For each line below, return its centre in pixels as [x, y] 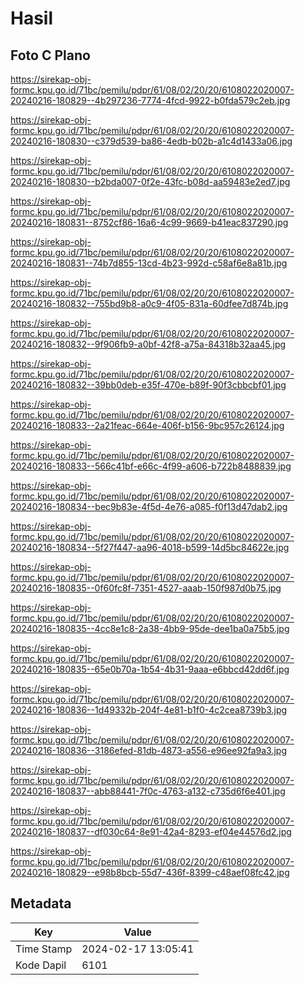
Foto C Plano [50, 55]
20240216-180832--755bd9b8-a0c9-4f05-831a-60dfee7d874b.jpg [149, 303]
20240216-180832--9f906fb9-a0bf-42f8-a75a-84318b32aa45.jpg [148, 344]
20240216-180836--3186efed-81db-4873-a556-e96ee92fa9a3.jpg [148, 750]
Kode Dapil [41, 965]
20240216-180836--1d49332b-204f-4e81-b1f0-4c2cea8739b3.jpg [149, 710]
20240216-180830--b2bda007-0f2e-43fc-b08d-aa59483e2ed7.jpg [150, 181]
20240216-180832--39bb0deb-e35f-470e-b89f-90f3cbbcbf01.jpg [148, 385]
